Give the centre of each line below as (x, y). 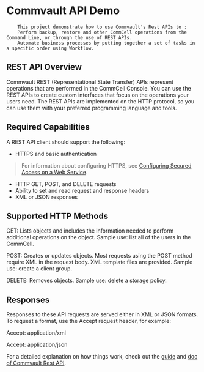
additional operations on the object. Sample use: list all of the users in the (99, 237)
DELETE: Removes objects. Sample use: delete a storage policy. (86, 281)
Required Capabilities (48, 127)
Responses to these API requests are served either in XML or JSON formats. (102, 314)
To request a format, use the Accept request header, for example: (89, 321)
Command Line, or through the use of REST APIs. (69, 37)
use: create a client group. (39, 269)
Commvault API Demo (63, 11)
